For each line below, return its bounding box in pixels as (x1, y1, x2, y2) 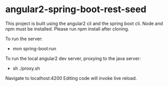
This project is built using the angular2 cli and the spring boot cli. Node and (5, 20, 163, 26)
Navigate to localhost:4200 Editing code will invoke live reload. (5, 75, 137, 81)
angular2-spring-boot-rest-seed (5, 4, 147, 15)
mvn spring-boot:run (12, 45, 57, 51)
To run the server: (5, 36, 43, 42)
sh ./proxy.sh (12, 65, 40, 71)
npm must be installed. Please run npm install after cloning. (5, 25, 129, 32)
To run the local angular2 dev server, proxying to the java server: (5, 55, 141, 62)
